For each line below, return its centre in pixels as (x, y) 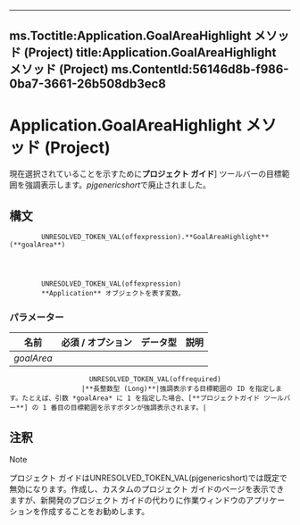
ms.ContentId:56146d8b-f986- (200, 69)
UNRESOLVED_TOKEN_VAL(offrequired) (155, 379)
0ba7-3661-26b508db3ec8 (88, 84)
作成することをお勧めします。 (95, 512)
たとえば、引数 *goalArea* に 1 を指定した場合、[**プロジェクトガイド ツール (153, 398)
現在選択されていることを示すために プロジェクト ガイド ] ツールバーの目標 (146, 174)
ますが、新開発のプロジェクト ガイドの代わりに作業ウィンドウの (128, 500)
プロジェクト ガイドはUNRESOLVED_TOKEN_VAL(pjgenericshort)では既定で (148, 478)
